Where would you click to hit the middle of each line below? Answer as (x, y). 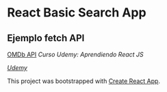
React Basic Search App (77, 13)
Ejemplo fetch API (46, 38)
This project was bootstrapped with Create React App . (84, 81)
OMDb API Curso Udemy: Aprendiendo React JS (75, 54)
